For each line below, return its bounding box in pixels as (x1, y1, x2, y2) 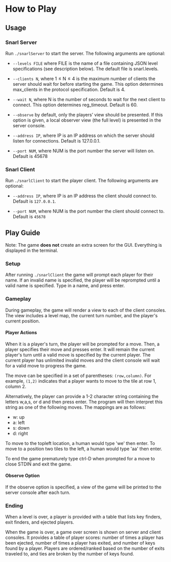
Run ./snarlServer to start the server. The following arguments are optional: (5, 50, 165, 56)
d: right (12, 430, 28, 436)
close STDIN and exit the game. (5, 461, 72, 467)
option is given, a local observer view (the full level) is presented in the (12, 117, 162, 123)
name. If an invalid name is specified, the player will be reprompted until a (5, 277, 160, 284)
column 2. (5, 383, 27, 389)
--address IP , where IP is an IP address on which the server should (12, 132, 155, 138)
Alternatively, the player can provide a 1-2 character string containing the (5, 393, 159, 399)
